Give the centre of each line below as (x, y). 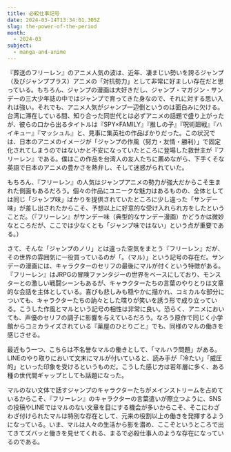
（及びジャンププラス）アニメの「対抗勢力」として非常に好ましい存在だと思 (115, 81)
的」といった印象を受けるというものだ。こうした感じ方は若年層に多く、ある (116, 366)
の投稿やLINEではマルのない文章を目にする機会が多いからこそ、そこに (108, 407)
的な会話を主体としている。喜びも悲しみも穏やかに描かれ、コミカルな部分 (113, 291)
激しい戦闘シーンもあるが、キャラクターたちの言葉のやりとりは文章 (127, 283)
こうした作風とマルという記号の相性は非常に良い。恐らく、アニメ (113, 308)
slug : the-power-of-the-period (52, 26)
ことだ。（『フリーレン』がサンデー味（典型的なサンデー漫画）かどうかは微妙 (116, 216)
